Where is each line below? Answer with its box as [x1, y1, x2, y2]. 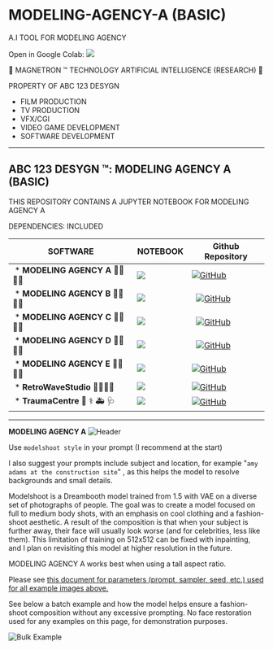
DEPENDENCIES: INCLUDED [8, 221, 104, 231]
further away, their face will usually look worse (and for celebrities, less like [8, 526, 261, 535]
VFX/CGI [19, 114, 50, 124]
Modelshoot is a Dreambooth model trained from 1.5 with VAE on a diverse [8, 491, 258, 501]
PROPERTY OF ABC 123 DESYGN [8, 81, 120, 90]
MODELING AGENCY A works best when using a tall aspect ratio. [8, 559, 227, 569]
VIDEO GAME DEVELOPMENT [19, 122, 120, 132]
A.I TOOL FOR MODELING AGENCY [8, 33, 127, 42]
